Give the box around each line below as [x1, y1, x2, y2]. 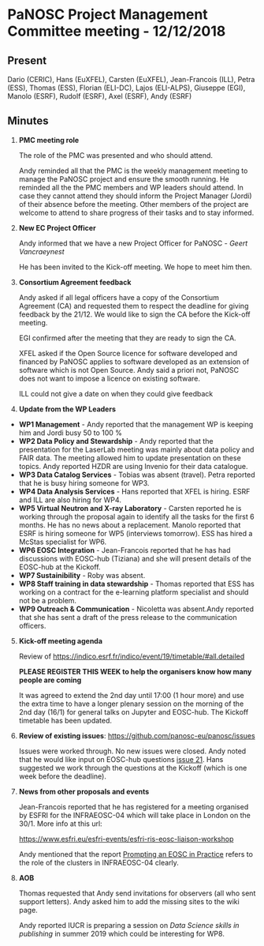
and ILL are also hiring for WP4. [18, 495, 121, 505]
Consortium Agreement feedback [18, 277, 132, 287]
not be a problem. [18, 595, 76, 605]
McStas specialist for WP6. [18, 537, 107, 546]
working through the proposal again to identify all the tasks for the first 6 [18, 512, 255, 521]
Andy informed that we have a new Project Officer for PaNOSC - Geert [18, 238, 248, 248]
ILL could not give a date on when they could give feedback [18, 389, 214, 398]
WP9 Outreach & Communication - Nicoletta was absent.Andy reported [18, 604, 254, 614]
